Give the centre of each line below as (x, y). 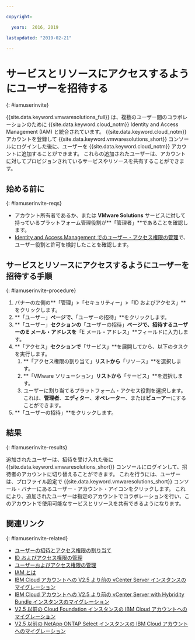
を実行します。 (32, 354)
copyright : (19, 16)
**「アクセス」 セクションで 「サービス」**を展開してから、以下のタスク (101, 346)
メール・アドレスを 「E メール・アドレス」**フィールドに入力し (107, 331)
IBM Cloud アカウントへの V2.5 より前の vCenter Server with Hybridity (100, 594)
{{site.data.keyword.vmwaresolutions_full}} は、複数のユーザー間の (87, 117)
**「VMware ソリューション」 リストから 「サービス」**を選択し (100, 375)
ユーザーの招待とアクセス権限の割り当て (63, 550)
